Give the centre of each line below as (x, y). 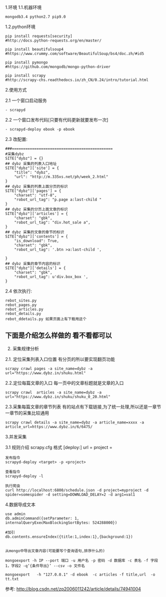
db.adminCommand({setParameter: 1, (42, 518)
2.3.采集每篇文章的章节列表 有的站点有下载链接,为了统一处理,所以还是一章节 (83, 406)
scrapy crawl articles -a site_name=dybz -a (53, 392)
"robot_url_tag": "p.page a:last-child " (58, 199)
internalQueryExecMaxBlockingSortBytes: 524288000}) (61, 522)
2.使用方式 (16, 90)
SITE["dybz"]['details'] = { (35, 268)
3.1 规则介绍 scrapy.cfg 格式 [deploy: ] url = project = (59, 447)
